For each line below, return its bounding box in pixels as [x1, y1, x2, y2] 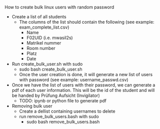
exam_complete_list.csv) [19, 24, 70, 30]
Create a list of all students [11, 14, 67, 19]
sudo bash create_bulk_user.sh [19, 66, 82, 72]
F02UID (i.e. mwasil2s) [26, 35, 73, 41]
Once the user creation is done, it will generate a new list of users [19, 72, 153, 77]
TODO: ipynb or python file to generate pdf [19, 98, 107, 103]
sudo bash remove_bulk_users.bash [26, 119, 100, 125]
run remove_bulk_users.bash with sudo [19, 114, 99, 119]
